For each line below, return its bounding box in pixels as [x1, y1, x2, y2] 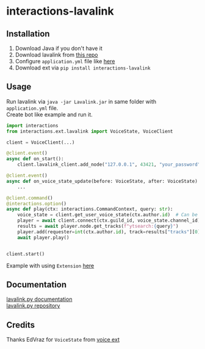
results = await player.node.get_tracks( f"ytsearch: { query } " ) [17, 224, 179, 230]
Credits [6, 320, 35, 330]
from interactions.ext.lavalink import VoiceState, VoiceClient [6, 128, 173, 135]
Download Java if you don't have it [15, 44, 103, 52]
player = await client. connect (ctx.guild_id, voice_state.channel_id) [17, 217, 201, 224]
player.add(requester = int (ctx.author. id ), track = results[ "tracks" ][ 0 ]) [17, 228, 203, 235]
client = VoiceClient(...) [6, 139, 75, 146]
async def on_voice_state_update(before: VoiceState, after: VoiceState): [6, 178, 201, 184]
